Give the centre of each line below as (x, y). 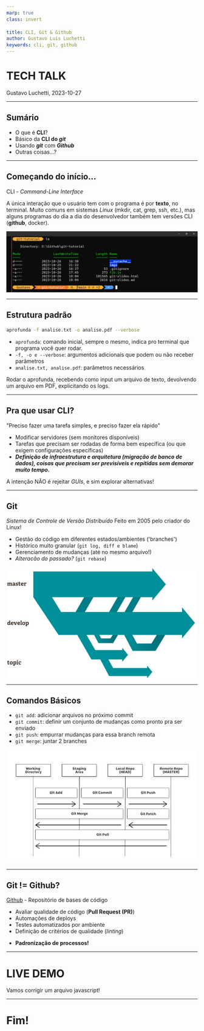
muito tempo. (32, 469)
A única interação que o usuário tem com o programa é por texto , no (92, 203)
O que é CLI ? (31, 132)
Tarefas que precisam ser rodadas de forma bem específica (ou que (100, 444)
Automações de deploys (46, 918)
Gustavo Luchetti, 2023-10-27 (44, 93)
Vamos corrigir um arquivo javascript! (53, 990)
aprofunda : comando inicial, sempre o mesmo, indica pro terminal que (102, 341)
